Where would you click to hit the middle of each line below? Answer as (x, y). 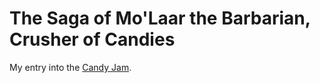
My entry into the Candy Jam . (70, 67)
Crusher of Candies (92, 39)
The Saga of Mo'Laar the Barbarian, (160, 18)
